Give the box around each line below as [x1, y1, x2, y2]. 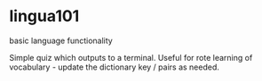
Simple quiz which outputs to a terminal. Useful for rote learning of [9, 52, 253, 63]
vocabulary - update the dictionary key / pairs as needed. [9, 62, 220, 72]
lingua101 [9, 6, 80, 26]
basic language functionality [9, 35, 113, 46]
